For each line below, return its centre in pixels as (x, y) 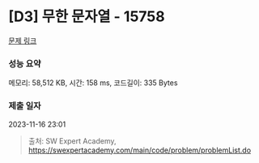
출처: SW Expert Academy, (72, 141)
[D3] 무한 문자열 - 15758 (87, 17)
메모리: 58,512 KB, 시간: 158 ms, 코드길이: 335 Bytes (93, 83)
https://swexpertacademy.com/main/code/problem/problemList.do (140, 150)
